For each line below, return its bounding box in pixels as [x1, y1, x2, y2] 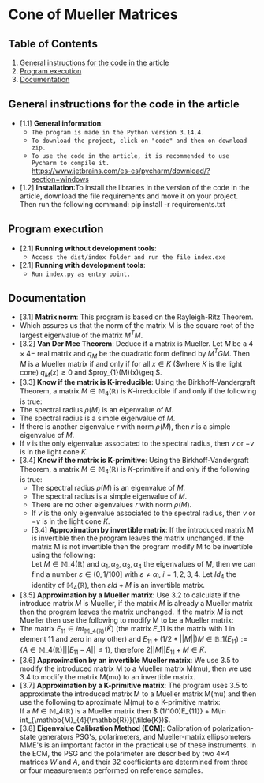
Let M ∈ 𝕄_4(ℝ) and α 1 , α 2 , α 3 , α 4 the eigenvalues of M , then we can [31, 559, 256, 570]
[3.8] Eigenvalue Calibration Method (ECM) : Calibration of [19, 723, 211, 732]
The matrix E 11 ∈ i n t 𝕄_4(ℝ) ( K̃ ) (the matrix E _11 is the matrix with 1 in [19, 624, 236, 635]
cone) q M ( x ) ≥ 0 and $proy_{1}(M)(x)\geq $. [19, 367, 163, 378]
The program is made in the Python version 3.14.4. [31, 128, 205, 136]
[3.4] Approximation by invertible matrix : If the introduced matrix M [31, 525, 254, 534]
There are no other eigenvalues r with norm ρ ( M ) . [31, 499, 192, 509]
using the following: [31, 550, 96, 559]
